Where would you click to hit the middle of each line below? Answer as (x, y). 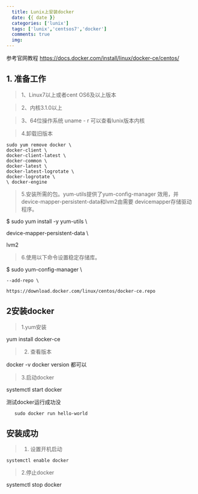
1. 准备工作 (26, 79)
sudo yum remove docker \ (39, 145)
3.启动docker (38, 377)
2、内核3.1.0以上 (41, 107)
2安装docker (30, 311)
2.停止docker (38, 473)
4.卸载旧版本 (37, 133)
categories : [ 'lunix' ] (40, 23)
